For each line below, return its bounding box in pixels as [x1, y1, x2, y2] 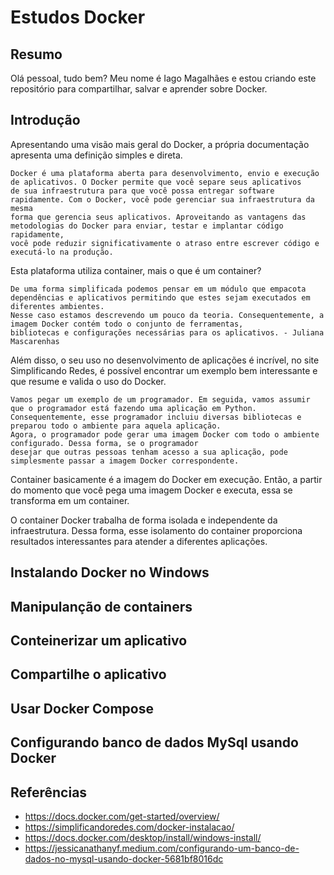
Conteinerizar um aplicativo [10, 632, 188, 649]
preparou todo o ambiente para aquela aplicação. [10, 421, 222, 431]
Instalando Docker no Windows [10, 564, 210, 581]
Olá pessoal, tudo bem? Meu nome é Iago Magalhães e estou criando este [10, 72, 317, 84]
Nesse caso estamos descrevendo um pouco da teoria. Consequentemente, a [10, 310, 325, 320]
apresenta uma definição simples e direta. [10, 149, 183, 161]
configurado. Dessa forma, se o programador [10, 438, 199, 448]
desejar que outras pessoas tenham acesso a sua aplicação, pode [10, 447, 288, 457]
